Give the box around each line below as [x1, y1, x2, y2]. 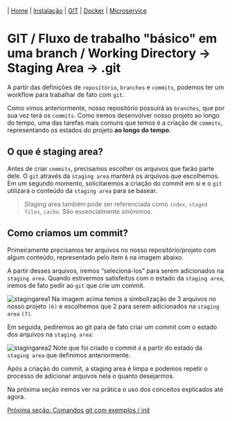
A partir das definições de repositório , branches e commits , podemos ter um [7, 83, 224, 91]
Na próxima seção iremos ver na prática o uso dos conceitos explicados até [7, 385, 224, 393]
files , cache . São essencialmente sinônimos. [24, 207, 152, 215]
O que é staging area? [7, 146, 104, 158]
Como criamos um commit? [7, 227, 128, 239]
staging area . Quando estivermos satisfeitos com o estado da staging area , [7, 274, 225, 282]
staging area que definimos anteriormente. [7, 350, 131, 359]
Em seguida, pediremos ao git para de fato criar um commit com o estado [7, 323, 217, 331]
